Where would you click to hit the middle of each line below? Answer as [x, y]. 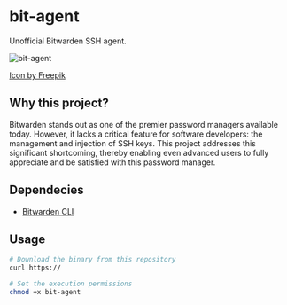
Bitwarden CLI [48, 211]
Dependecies [47, 190]
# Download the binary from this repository [93, 260]
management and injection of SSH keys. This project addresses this [133, 143]
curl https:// [35, 268]
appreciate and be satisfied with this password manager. [112, 162]
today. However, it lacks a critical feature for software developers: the [136, 134]
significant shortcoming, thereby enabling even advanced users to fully [139, 152]
